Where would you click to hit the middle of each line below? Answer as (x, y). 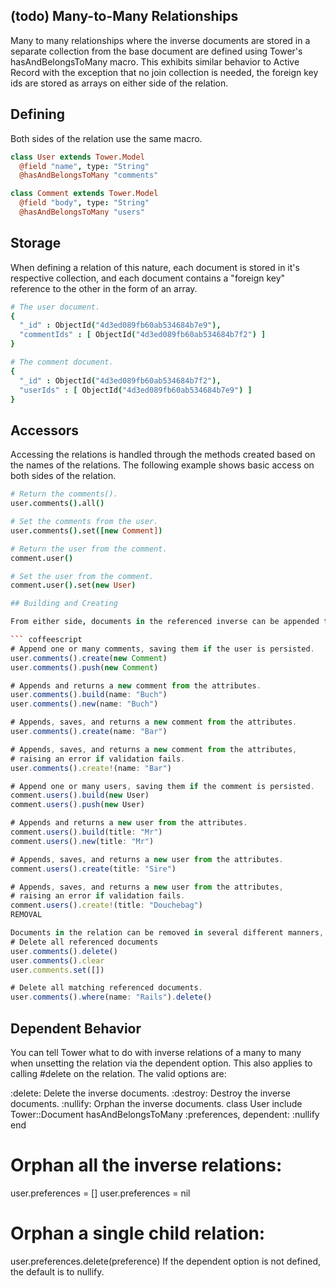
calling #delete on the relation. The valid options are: (118, 1073)
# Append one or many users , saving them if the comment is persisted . (162, 786)
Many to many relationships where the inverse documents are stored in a (160, 40)
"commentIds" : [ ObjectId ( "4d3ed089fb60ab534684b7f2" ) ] (143, 335)
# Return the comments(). (64, 494)
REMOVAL (26, 915)
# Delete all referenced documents (84, 942)
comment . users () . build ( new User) (80, 795)
